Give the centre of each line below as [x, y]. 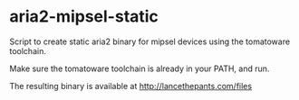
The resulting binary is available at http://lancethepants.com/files [130, 86]
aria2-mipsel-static [84, 17]
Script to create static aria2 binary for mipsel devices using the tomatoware [150, 41]
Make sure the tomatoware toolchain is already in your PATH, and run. [140, 68]
